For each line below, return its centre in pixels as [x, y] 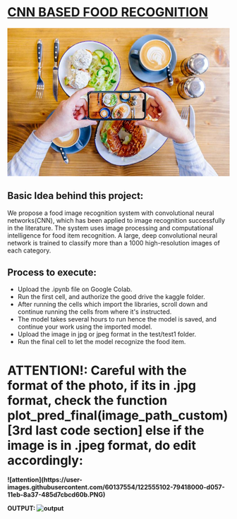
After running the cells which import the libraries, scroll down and [113, 305]
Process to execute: [52, 272]
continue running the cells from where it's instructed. [95, 312]
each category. [29, 250]
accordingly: [45, 460]
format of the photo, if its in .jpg [102, 385]
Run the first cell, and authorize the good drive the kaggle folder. [111, 297]
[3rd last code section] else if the [106, 430]
